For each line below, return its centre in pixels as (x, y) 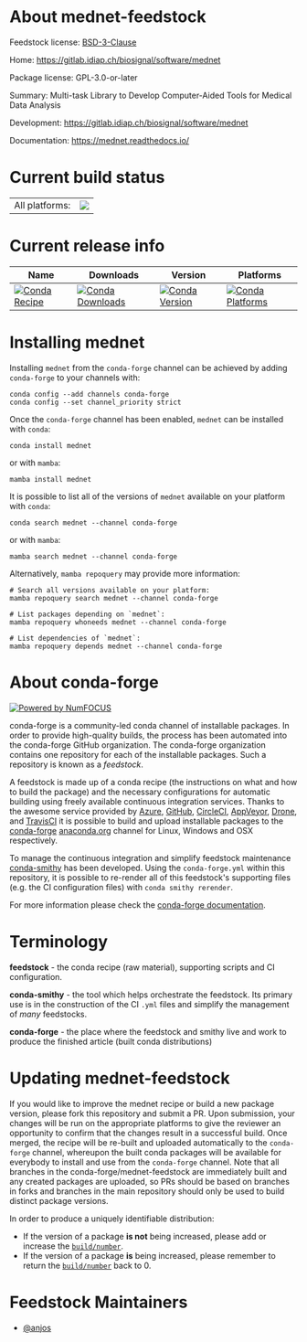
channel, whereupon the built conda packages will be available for (156, 1152)
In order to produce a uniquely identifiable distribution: (112, 1219)
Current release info (87, 246)
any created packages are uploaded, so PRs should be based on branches (150, 1181)
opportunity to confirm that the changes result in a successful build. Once (148, 1133)
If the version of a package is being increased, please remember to (149, 1255)
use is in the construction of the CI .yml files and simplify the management (149, 1004)
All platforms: (42, 205)
